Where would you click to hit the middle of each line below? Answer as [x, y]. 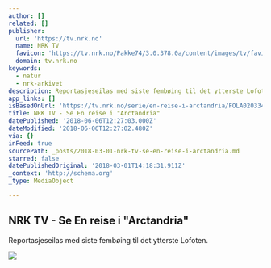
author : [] [27, 16]
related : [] [28, 23]
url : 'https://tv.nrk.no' [59, 38]
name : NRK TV [38, 46]
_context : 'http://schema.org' [61, 174]
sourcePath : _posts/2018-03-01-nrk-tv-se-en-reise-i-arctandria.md [124, 151]
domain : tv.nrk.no [47, 61]
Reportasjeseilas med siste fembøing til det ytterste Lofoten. [108, 240]
